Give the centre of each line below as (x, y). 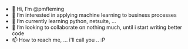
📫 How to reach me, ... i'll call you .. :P (58, 40)
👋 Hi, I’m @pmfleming (38, 9)
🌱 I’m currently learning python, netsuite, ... (64, 21)
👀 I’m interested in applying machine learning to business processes (94, 15)
